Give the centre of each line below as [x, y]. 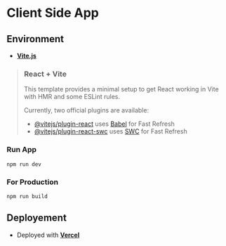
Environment [35, 39]
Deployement [37, 218]
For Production [33, 182]
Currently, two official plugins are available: [86, 110]
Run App [21, 150]
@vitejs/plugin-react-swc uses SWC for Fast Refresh [111, 131]
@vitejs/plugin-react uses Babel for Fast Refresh [104, 124]
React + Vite [45, 74]
